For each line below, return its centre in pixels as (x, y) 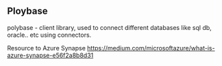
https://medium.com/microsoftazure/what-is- (151, 48)
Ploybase (27, 11)
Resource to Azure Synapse (46, 48)
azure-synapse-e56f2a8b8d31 (50, 55)
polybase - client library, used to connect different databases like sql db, (110, 27)
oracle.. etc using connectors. (49, 35)
